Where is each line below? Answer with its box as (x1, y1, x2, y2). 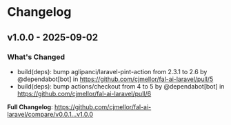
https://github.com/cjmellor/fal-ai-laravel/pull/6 (17, 89, 152, 98)
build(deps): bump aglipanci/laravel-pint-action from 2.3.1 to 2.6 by (17, 67, 208, 76)
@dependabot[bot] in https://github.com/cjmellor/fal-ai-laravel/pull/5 (17, 75, 214, 83)
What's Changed (7, 52, 66, 62)
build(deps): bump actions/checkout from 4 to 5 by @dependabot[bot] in (17, 82, 225, 90)
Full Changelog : (7, 102, 53, 111)
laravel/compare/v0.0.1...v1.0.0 (7, 110, 94, 118)
